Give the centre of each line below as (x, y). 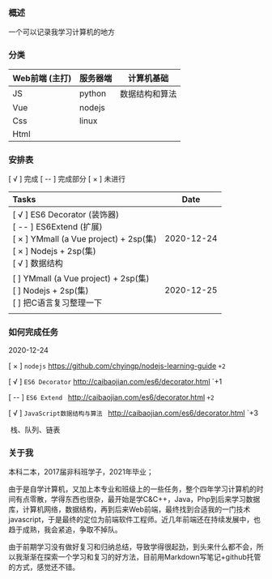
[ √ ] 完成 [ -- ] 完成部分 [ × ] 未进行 (67, 178)
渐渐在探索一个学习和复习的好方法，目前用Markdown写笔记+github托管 (142, 557)
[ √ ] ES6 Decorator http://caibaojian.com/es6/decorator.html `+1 (115, 382)
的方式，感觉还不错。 (44, 567)
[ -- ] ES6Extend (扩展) (57, 226)
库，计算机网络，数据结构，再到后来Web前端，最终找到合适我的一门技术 (130, 509)
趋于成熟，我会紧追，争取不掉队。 (65, 530)
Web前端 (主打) (42, 78)
